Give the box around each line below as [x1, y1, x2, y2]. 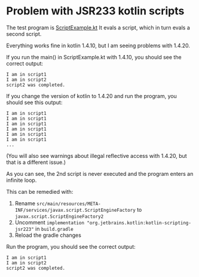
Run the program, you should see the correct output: [6, 243, 136, 250]
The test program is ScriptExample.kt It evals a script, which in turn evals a [6, 24, 190, 31]
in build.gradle [35, 225, 74, 232]
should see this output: [6, 99, 63, 106]
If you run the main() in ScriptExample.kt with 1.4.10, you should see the [6, 53, 182, 60]
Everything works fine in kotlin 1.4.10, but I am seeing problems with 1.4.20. [6, 42, 190, 49]
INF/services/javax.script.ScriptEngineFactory [14, 207, 136, 213]
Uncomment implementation [14, 218, 85, 226]
